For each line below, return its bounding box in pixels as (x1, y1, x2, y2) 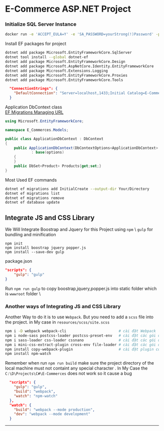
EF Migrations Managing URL (5, 109, 64, 115)
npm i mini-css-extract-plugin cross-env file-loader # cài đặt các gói (5, 342, 156, 347)
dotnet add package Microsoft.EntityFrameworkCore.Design (5, 60, 125, 64)
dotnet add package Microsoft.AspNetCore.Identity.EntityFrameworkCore (5, 63, 154, 69)
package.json (5, 258, 33, 264)
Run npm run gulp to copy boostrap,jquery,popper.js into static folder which (5, 286, 157, 291)
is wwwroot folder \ (5, 290, 41, 296)
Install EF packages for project (5, 41, 66, 47)
